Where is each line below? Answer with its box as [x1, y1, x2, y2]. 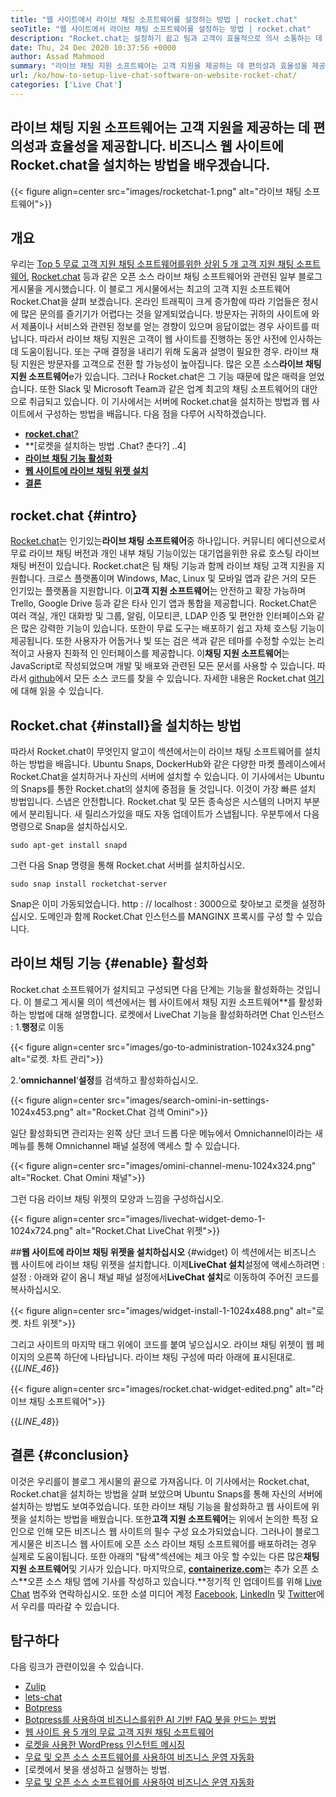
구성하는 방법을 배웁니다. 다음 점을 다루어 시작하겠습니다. [44, 408, 267, 420]
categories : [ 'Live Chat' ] [10, 80, 123, 90]
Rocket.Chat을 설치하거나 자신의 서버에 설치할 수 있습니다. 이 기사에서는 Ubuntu [10, 771, 325, 782]
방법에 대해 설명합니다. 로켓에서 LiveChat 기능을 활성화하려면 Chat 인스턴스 [28, 1008, 325, 1020]
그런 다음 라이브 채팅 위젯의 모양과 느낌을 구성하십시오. [10, 1192, 224, 1205]
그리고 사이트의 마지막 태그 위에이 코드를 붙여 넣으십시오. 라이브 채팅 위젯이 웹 [10, 1338, 315, 1350]
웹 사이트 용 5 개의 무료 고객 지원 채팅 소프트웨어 [24, 1726, 215, 1738]
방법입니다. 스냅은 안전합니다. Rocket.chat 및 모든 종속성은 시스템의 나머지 [10, 796, 302, 807]
